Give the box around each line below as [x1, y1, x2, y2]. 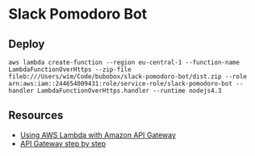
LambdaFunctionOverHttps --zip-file [8, 65, 132, 74]
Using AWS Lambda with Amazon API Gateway [19, 130, 176, 140]
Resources [8, 108, 64, 122]
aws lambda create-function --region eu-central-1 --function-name [8, 58, 240, 66]
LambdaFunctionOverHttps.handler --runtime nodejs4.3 [37, 86, 222, 95]
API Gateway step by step [19, 138, 107, 148]
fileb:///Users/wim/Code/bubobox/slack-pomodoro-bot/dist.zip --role [8, 73, 248, 81]
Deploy [8, 37, 45, 51]
